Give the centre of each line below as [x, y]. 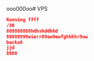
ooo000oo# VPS [27, 9]
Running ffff [23, 20]
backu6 [15, 42]
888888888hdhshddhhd [32, 31]
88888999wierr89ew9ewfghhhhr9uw [47, 37]
